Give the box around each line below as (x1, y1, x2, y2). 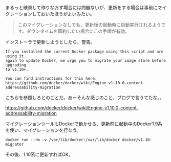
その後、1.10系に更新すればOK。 (5, 151, 73, 157)
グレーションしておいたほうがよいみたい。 (5, 11, 95, 17)
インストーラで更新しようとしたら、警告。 (5, 39, 95, 45)
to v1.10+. (5, 67, 29, 72)
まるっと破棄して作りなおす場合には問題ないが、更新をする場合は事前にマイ (5, 5, 167, 10)
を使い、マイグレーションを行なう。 (5, 127, 81, 133)
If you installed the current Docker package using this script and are (5, 49, 164, 54)
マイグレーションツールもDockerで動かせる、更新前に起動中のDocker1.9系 (5, 121, 163, 127)
